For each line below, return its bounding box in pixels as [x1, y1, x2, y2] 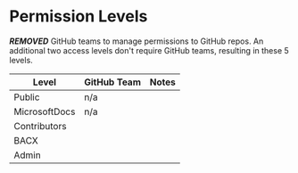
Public [13, 91, 40, 103]
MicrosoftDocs [13, 105, 76, 118]
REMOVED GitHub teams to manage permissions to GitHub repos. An [9, 36, 264, 46]
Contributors [13, 119, 67, 132]
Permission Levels [9, 6, 148, 27]
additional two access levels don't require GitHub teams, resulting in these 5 [9, 45, 290, 55]
